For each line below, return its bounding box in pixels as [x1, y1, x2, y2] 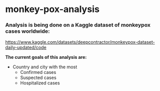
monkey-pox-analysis [5, 4, 100, 15]
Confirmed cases [20, 69, 57, 75]
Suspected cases [20, 74, 57, 81]
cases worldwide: [5, 28, 50, 35]
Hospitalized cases [20, 80, 60, 86]
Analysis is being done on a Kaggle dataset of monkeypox [5, 22, 151, 29]
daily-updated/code [5, 44, 47, 51]
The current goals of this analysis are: [5, 54, 87, 60]
